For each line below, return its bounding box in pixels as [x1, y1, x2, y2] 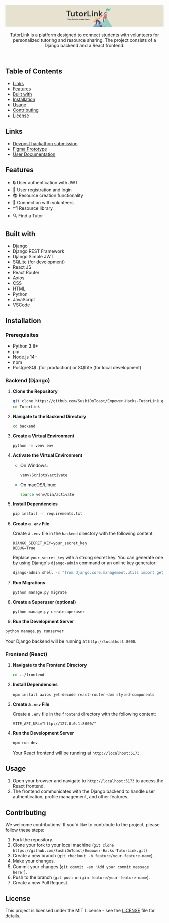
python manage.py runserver [5, 628, 64, 634]
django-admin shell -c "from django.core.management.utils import [12, 570, 155, 575]
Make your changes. [12, 858, 55, 864]
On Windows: [20, 462, 48, 468]
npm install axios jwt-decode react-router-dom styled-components [12, 692, 155, 697]
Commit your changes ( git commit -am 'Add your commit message [12, 863, 149, 870]
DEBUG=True [12, 546, 36, 551]
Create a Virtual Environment [12, 433, 75, 439]
